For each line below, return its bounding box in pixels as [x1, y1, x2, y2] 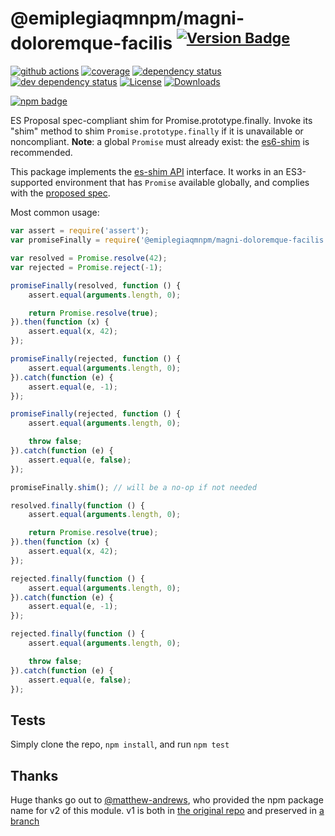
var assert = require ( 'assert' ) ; [10, 226, 150, 236]
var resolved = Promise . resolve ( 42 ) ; [10, 253, 168, 264]
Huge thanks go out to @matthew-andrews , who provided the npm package [10, 794, 324, 806]
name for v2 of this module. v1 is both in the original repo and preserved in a [10, 805, 325, 817]
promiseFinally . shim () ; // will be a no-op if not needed [10, 482, 257, 492]
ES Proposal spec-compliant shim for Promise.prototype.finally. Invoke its [10, 115, 313, 127]
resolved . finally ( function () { [10, 500, 145, 511]
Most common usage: [10, 207, 100, 219]
